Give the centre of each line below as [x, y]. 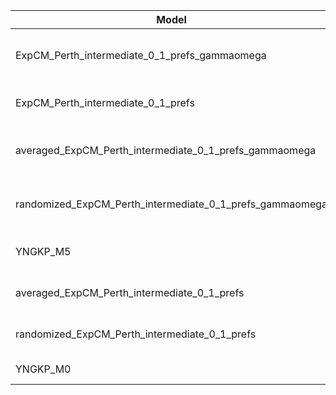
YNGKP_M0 [43, 369]
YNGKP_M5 [43, 251]
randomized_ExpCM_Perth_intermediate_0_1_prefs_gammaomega [171, 204]
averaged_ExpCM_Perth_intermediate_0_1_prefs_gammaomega [166, 150]
